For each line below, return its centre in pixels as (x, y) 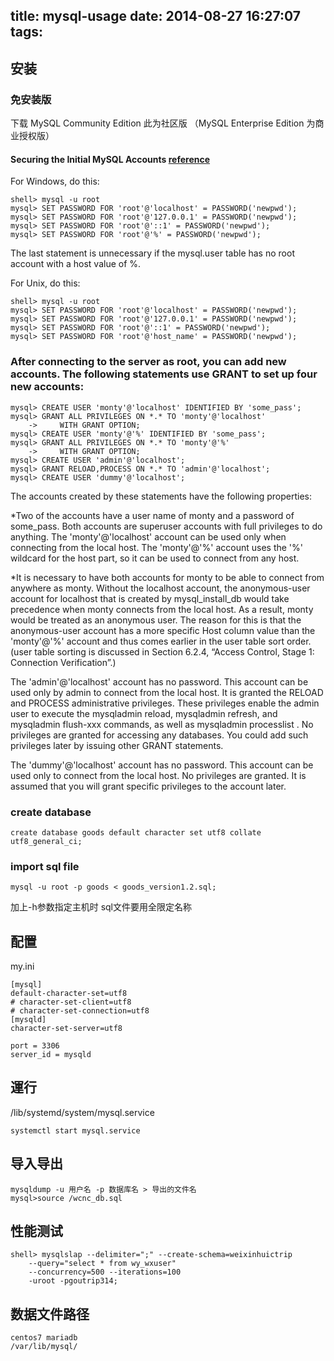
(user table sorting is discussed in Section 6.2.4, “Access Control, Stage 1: (162, 651)
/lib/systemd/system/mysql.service (82, 1112)
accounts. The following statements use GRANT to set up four (164, 374)
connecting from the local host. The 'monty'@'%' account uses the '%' (156, 547)
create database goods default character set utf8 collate (136, 832)
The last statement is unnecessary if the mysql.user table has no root (152, 253)
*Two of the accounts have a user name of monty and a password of (152, 515)
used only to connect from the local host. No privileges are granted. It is (158, 775)
